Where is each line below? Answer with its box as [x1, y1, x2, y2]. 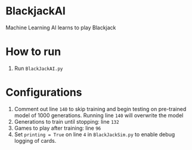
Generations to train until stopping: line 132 [14, 118, 120, 125]
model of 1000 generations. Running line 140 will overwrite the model [14, 112, 184, 119]
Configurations [5, 85, 82, 99]
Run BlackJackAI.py [14, 65, 63, 72]
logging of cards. [14, 137, 57, 144]
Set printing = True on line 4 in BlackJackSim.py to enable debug [14, 130, 175, 138]
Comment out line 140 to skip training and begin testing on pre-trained [14, 105, 187, 112]
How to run [5, 45, 61, 59]
